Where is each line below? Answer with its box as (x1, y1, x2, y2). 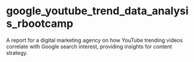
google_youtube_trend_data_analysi (6, 4, 189, 18)
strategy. (6, 49, 28, 56)
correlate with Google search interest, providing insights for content (6, 43, 173, 50)
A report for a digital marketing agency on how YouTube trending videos (6, 36, 183, 44)
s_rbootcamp (6, 17, 73, 30)
